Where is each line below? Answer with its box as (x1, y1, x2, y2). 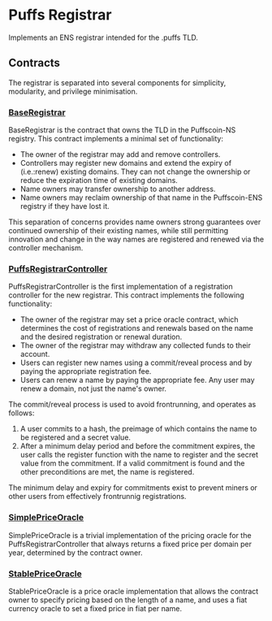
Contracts (8, 56, 61, 70)
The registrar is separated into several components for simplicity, (8, 77, 227, 87)
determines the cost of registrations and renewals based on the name (19, 324, 253, 333)
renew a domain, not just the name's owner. (19, 384, 167, 393)
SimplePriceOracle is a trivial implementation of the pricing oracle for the (8, 530, 252, 540)
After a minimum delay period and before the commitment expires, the (19, 441, 256, 451)
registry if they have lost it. (19, 202, 110, 211)
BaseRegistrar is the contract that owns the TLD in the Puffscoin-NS (8, 125, 236, 135)
